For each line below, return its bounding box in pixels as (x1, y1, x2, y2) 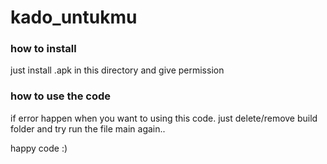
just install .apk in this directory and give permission (10, 64, 225, 76)
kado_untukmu (10, 6, 138, 29)
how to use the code (10, 89, 112, 103)
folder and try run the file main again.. (10, 122, 166, 135)
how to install (10, 42, 77, 56)
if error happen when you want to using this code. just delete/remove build (10, 112, 318, 124)
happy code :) (10, 142, 68, 154)
